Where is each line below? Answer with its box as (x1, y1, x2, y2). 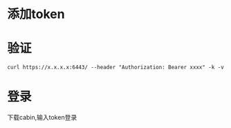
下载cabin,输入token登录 (7, 113, 77, 122)
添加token (7, 6, 65, 22)
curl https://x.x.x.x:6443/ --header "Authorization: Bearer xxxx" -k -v (7, 64, 225, 71)
